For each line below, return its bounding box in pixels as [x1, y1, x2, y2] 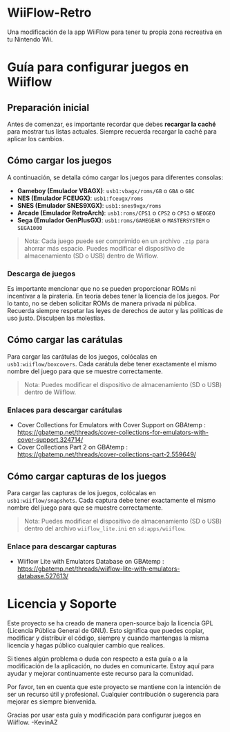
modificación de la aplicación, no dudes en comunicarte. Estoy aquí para [7, 662, 214, 670]
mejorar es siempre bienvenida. [7, 697, 97, 706]
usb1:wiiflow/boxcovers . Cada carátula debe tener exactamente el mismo [7, 359, 218, 368]
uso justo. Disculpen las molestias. [7, 314, 106, 323]
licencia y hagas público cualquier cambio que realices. [7, 641, 165, 650]
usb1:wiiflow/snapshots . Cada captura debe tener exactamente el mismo [7, 496, 216, 504]
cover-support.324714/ [17, 436, 84, 444]
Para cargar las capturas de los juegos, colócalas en [7, 488, 157, 497]
